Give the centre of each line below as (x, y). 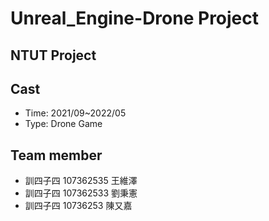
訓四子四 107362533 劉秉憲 (81, 193)
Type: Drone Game (63, 124)
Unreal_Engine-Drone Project (135, 18)
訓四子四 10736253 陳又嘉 (78, 206)
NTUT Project (53, 55)
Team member (56, 155)
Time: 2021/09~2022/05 (75, 113)
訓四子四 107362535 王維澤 (81, 181)
